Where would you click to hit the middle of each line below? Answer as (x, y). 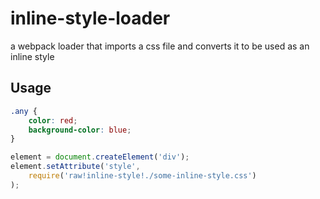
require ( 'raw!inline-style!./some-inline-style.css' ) (142, 176)
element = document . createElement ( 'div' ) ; (100, 157)
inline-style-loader (90, 18)
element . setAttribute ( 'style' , (75, 167)
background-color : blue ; (80, 130)
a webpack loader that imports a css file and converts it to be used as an (160, 46)
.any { (24, 111)
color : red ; (53, 120)
